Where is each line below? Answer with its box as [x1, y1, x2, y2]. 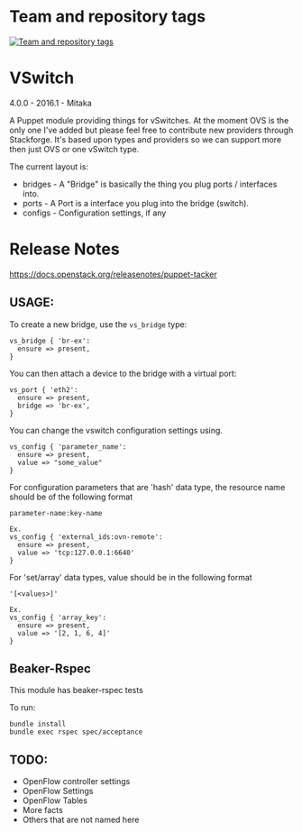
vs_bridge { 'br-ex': [9, 336, 91, 345]
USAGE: [9, 295, 55, 310]
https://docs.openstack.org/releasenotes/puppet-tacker [9, 269, 218, 279]
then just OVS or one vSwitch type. [9, 143, 140, 154]
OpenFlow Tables [22, 795, 88, 806]
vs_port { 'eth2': [9, 385, 78, 394]
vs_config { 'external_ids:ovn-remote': [9, 532, 164, 542]
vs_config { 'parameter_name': [9, 442, 127, 452]
